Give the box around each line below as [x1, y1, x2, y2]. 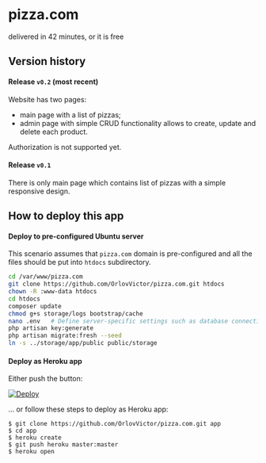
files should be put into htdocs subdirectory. [8, 258, 152, 267]
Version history [8, 55, 86, 68]
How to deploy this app [8, 209, 124, 223]
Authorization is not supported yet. [8, 142, 122, 151]
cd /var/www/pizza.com [8, 273, 83, 281]
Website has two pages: [8, 94, 87, 104]
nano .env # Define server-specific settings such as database [8, 317, 228, 325]
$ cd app [8, 427, 37, 435]
